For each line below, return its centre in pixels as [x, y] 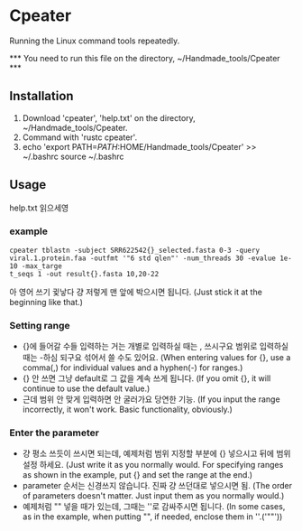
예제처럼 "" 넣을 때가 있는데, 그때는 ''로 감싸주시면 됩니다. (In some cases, [154, 507]
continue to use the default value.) [86, 388]
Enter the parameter [54, 433]
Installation [41, 96]
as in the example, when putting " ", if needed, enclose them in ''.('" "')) [152, 517]
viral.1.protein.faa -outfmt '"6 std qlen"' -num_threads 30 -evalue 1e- [151, 258]
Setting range [40, 325]
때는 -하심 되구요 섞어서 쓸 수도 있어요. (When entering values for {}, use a [156, 358]
